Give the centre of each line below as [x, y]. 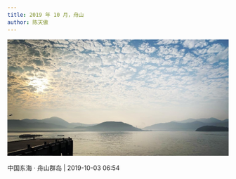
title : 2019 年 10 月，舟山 [46, 15]
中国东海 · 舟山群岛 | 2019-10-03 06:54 [64, 168]
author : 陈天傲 [28, 22]
